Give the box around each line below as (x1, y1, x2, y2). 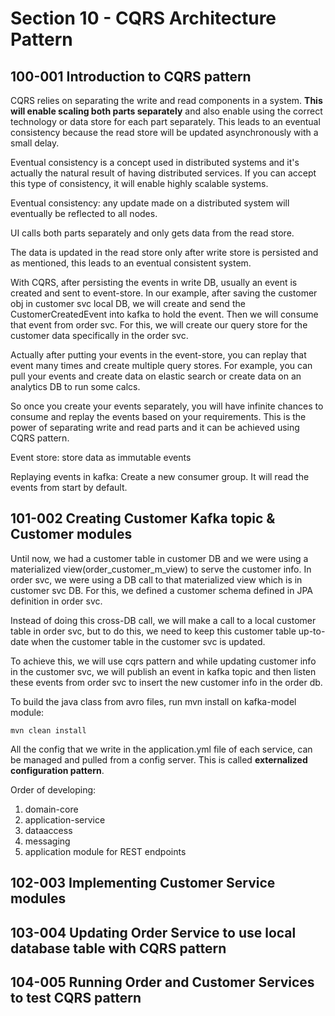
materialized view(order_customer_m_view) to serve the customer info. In (10, 563, 312, 575)
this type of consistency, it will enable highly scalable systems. (10, 178, 269, 189)
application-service (24, 813, 106, 826)
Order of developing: (10, 783, 97, 796)
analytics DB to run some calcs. (10, 381, 141, 392)
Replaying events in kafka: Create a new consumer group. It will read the (10, 471, 310, 482)
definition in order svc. (10, 595, 103, 607)
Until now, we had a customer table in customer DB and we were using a (10, 552, 309, 564)
